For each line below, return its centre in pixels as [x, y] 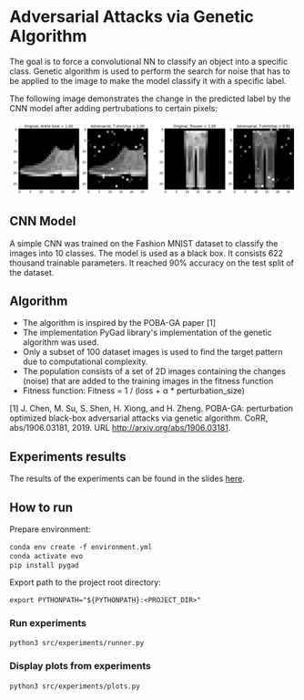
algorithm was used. [61, 342]
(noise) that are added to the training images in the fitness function [148, 381]
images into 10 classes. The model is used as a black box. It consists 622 [147, 253]
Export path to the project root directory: [85, 582]
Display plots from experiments [81, 666]
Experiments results [68, 457]
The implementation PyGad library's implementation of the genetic [147, 333]
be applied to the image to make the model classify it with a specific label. [148, 80]
